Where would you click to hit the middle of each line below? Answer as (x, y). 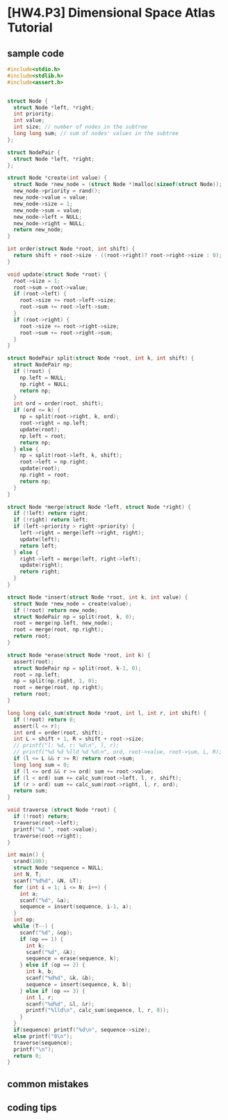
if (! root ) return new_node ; (56, 610)
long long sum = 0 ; (42, 765)
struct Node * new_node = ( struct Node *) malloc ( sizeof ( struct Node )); (118, 185)
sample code (36, 53)
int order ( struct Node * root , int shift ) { (71, 249)
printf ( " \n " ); (34, 1049)
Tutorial (30, 28)
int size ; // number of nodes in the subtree (81, 127)
